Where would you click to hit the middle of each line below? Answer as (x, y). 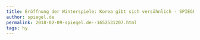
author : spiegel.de (30, 17)
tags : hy (17, 28)
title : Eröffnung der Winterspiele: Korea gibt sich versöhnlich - (92, 11)
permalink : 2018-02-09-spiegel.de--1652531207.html (71, 22)
